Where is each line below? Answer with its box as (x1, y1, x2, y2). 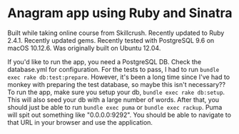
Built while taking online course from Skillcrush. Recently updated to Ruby (7, 29, 225, 37)
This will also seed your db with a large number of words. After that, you (7, 95, 220, 104)
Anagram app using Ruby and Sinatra (7, 5, 233, 21)
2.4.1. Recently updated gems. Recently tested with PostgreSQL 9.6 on (7, 36, 215, 44)
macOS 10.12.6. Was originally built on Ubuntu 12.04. (7, 43, 161, 52)
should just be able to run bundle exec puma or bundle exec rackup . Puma (7, 103, 223, 111)
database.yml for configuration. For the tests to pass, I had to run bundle (7, 65, 220, 73)
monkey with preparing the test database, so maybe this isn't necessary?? (7, 80, 226, 88)
